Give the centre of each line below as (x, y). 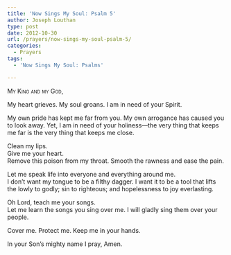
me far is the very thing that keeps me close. (71, 132)
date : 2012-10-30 (32, 33)
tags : (15, 59)
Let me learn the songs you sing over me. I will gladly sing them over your (112, 209)
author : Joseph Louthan (42, 20)
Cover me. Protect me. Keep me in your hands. (74, 230)
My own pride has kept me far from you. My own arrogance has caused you (115, 118)
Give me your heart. (35, 153)
